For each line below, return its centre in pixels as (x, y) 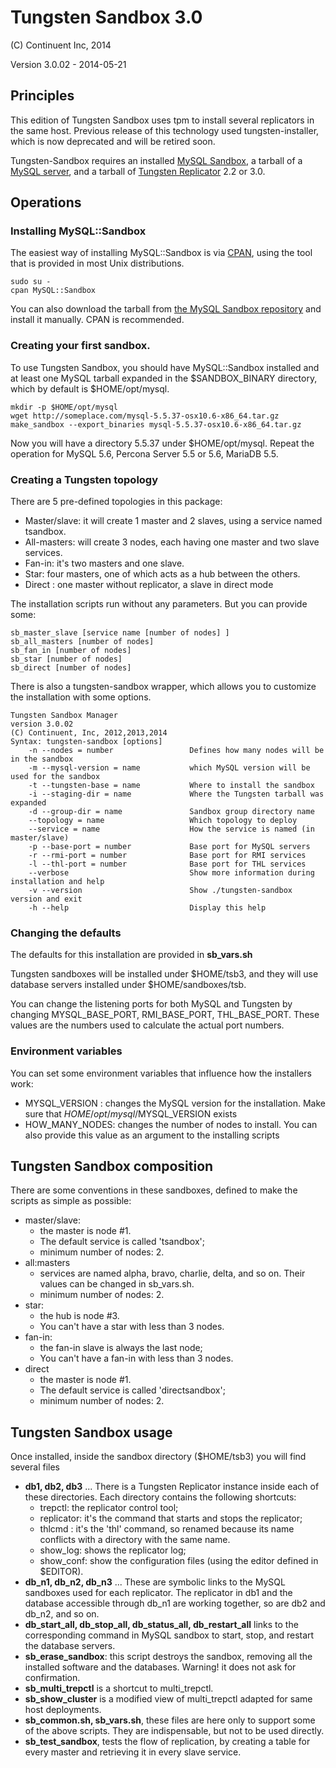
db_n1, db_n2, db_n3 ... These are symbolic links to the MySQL (155, 1582)
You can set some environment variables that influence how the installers (161, 1073)
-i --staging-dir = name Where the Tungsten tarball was (176, 794)
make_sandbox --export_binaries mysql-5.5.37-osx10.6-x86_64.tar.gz (156, 424)
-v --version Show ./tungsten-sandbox (160, 891)
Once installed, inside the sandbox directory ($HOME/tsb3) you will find (158, 1457)
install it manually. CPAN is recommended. (97, 320)
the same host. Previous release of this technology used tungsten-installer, (165, 130)
